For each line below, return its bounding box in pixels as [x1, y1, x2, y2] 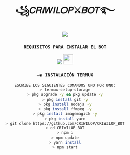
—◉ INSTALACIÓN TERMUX [37, 72, 93, 78]
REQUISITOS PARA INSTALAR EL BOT [23, 44, 107, 50]
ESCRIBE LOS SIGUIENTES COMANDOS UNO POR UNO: [14, 83, 116, 88]
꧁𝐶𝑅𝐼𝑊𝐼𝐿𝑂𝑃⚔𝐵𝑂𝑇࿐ [15, 5, 115, 16]
